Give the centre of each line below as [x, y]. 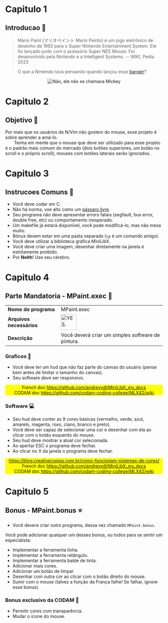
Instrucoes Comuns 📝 [39, 192]
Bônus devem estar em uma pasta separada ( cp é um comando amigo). [86, 236]
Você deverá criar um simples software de [110, 335]
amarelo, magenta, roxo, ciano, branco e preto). [61, 424]
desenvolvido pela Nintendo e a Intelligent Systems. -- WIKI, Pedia [86, 57]
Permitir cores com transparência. [47, 611]
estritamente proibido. [35, 252]
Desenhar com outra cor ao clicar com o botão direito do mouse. [79, 576]
